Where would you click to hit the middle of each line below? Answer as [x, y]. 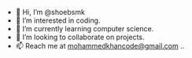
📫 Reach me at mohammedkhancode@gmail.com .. [100, 46]
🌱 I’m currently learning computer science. [85, 29]
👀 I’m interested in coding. [58, 20]
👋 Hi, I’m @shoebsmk [50, 12]
